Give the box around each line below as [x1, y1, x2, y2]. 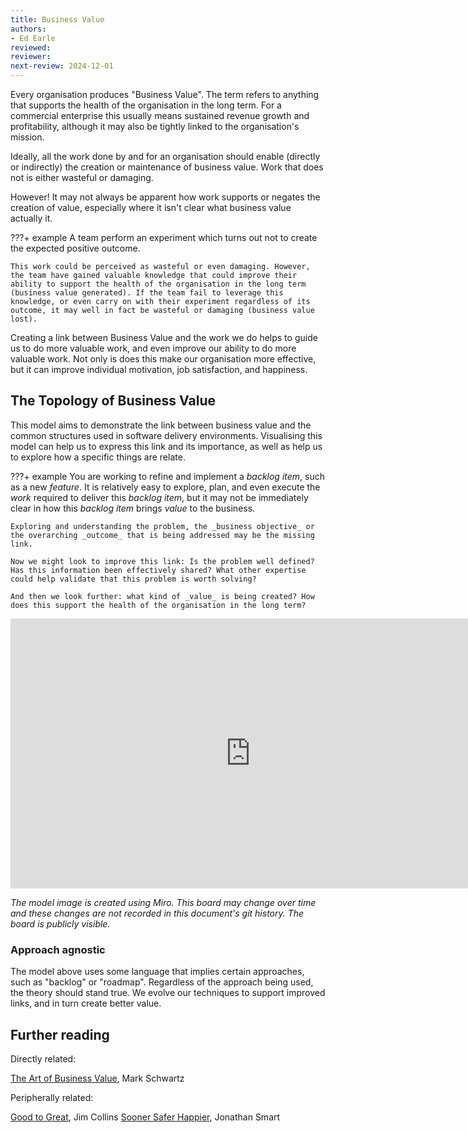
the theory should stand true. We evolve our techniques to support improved [10, 987, 326, 999]
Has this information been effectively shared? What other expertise [10, 565, 307, 575]
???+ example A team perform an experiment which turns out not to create [10, 232, 318, 243]
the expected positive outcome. [10, 242, 141, 254]
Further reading [10, 1026, 110, 1043]
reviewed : [10, 42, 52, 53]
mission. [10, 131, 45, 143]
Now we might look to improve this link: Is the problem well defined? [10, 556, 315, 566]
